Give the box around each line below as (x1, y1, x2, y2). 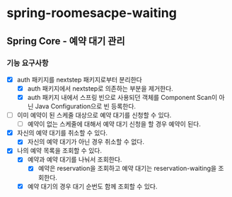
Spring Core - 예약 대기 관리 (6, 35, 125, 47)
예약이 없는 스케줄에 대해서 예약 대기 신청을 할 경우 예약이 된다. (27, 120, 201, 128)
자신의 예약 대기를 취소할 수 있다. (16, 129, 108, 137)
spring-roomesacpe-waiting (6, 5, 178, 21)
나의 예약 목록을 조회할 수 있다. (16, 147, 102, 155)
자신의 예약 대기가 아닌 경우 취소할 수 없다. (27, 137, 145, 146)
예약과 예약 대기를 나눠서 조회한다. (27, 155, 122, 164)
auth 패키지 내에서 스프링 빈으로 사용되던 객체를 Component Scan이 (27, 94, 218, 101)
